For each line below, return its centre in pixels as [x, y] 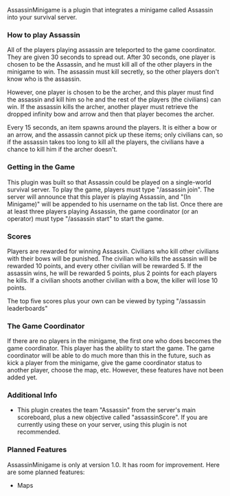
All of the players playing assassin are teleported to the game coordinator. [112, 50]
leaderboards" [27, 308]
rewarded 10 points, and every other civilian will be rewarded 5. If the [105, 265]
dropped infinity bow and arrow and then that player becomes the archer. [111, 114]
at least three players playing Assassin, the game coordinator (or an [103, 211]
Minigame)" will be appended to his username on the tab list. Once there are [115, 204]
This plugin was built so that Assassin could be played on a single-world [109, 182]
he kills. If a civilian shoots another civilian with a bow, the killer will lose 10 [113, 280]
